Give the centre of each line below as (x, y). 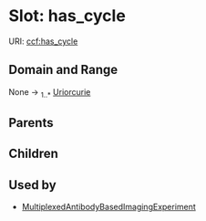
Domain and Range (63, 70)
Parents (31, 123)
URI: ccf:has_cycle (43, 41)
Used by (32, 185)
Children (33, 154)
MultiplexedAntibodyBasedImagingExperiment (109, 207)
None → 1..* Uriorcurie (50, 93)
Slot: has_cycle (67, 16)
